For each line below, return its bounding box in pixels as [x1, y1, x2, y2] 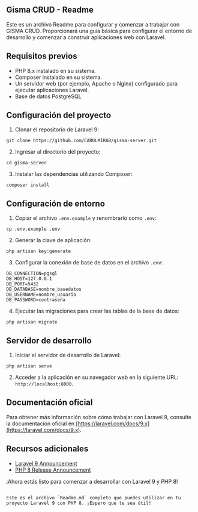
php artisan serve [6, 363, 52, 369]
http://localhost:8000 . [14, 380, 74, 387]
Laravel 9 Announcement [14, 460, 77, 467]
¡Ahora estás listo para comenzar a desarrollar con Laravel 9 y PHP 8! [6, 478, 178, 485]
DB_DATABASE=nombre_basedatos [6, 286, 82, 293]
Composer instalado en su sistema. [14, 73, 103, 81]
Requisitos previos [6, 51, 77, 61]
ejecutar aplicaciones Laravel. [14, 86, 89, 93]
